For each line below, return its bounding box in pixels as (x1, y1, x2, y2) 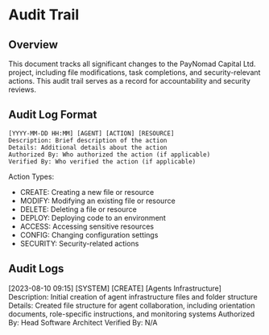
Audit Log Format (8, 108, 97, 122)
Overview (8, 38, 59, 52)
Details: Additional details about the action (8, 143, 168, 151)
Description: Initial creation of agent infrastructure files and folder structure (8, 292, 258, 301)
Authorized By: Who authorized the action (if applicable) (8, 151, 211, 159)
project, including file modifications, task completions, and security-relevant (8, 68, 261, 77)
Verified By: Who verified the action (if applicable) (8, 157, 197, 166)
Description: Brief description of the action (8, 136, 168, 144)
